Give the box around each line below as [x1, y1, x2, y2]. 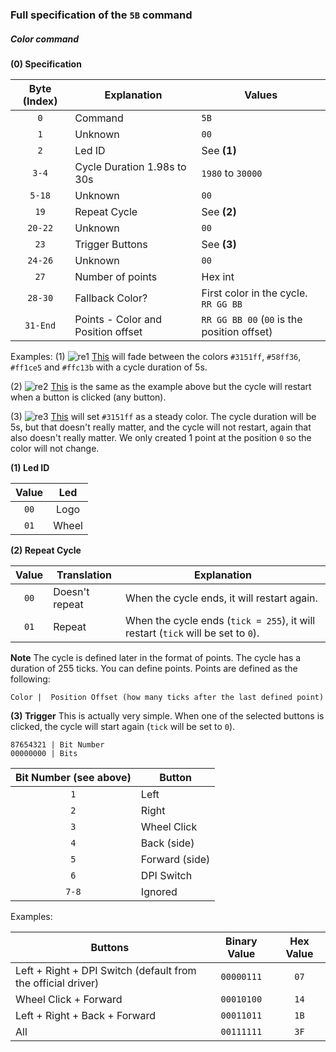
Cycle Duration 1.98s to [74, 159, 187, 173]
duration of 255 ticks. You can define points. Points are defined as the [10, 662, 298, 674]
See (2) [201, 204, 237, 218]
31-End [24, 319, 57, 331]
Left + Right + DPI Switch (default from [15, 963, 197, 977]
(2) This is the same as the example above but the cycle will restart [10, 380, 312, 392]
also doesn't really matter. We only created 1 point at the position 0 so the [10, 431, 312, 443]
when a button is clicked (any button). [10, 391, 167, 403]
